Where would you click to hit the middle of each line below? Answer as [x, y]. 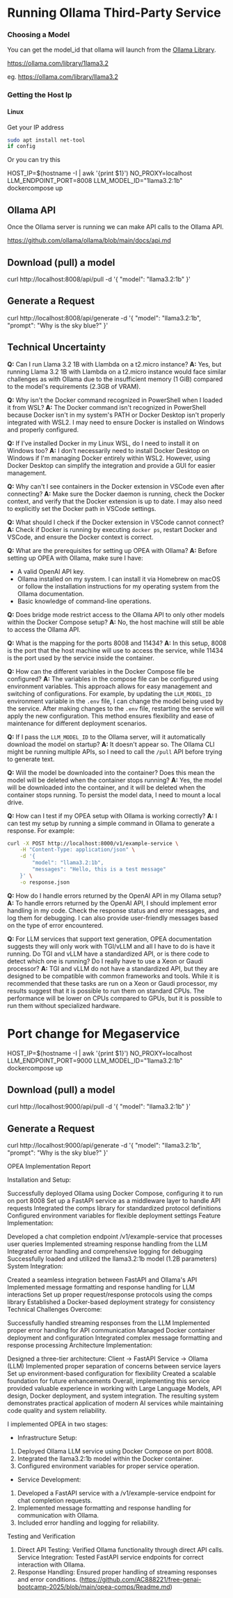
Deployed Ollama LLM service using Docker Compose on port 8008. [115, 1451]
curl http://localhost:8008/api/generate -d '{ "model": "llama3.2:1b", [104, 318]
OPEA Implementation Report [49, 1167]
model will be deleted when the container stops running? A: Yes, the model [115, 780]
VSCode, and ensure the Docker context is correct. [80, 537]
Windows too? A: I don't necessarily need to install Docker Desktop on [109, 450]
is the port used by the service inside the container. [81, 658]
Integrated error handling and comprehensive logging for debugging [105, 1252]
